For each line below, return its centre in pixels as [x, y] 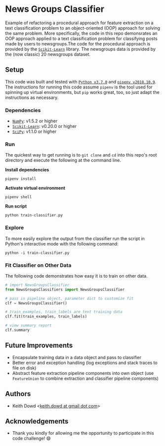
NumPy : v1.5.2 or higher [35, 121]
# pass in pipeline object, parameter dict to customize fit [69, 298]
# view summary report [28, 325]
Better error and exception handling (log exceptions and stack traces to [85, 363]
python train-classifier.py [34, 215]
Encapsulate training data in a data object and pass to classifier [77, 357]
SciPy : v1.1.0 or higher [34, 131]
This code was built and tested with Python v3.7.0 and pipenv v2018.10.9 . [81, 81]
